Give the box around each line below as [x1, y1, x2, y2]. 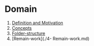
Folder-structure [11, 30, 46, 36]
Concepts [11, 25, 32, 31]
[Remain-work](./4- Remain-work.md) [11, 36, 90, 42]
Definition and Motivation [11, 20, 63, 26]
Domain [4, 3, 38, 15]
